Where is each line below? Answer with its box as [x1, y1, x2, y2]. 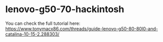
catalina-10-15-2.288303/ [5, 31, 60, 37]
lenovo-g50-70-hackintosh [5, 4, 125, 15]
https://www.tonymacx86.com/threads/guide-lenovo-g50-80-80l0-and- [5, 25, 158, 31]
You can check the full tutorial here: [5, 20, 80, 26]
